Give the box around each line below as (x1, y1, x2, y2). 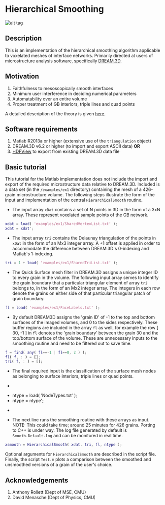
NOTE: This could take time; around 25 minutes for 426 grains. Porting (12, 422, 156, 428)
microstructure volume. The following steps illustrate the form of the (16, 192, 155, 198)
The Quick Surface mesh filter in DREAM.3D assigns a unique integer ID (12, 269, 158, 275)
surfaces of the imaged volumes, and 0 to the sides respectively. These (12, 319, 158, 325)
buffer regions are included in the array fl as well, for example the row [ (12, 324, 159, 330)
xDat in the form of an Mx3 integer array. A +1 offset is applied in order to (12, 240, 161, 246)
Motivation (5, 72, 39, 81)
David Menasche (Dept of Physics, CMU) (12, 495, 96, 500)
